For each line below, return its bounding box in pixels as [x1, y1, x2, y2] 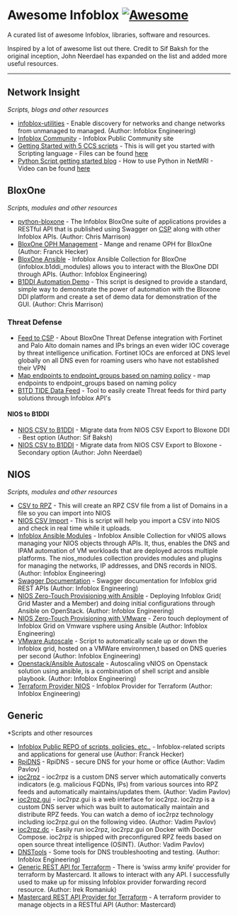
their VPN [17, 363, 46, 372]
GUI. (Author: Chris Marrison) [17, 299, 104, 308]
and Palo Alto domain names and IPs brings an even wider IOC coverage [17, 340, 229, 350]
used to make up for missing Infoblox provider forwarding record [17, 878, 207, 886]
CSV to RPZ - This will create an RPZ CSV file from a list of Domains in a [17, 501, 228, 510]
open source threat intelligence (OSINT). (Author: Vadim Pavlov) [17, 840, 205, 849]
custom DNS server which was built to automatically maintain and [17, 802, 210, 811]
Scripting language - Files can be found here [17, 149, 149, 157]
